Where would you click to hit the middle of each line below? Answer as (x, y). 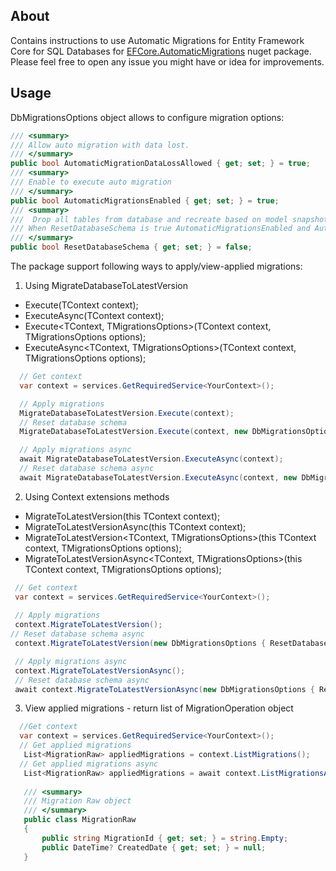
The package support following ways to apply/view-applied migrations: (156, 266)
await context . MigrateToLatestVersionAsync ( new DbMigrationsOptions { (164, 689)
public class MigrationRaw (80, 820)
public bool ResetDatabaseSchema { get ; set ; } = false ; (131, 247)
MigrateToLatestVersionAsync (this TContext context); (135, 526)
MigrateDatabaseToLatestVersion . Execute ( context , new (133, 432)
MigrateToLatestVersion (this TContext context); (122, 516)
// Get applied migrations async (89, 764)
